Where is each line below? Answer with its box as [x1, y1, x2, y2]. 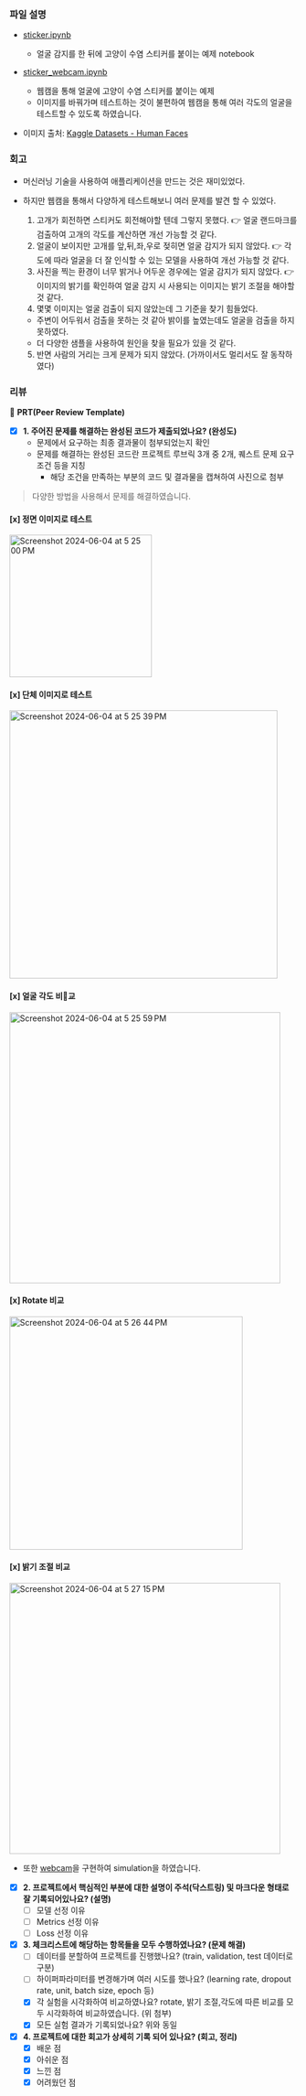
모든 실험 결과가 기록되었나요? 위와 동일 [36, 2019, 178, 2030]
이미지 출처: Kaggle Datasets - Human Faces [22, 128, 189, 139]
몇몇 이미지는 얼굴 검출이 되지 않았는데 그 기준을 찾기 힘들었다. [36, 303, 259, 314]
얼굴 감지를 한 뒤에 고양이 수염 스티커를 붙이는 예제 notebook [36, 48, 255, 59]
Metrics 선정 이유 [36, 1917, 100, 1928]
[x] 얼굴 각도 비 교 [9, 990, 76, 1001]
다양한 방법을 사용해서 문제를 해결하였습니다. [31, 490, 192, 501]
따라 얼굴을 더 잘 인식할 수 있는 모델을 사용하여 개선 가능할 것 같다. [53, 254, 290, 265]
